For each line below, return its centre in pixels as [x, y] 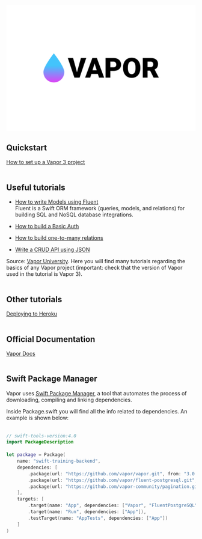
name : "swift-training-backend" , [59, 461]
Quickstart [27, 148]
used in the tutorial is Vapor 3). [44, 274]
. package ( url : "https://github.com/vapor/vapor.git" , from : [105, 474]
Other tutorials [34, 299]
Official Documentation [51, 339]
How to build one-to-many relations [59, 238]
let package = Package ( [36, 455]
